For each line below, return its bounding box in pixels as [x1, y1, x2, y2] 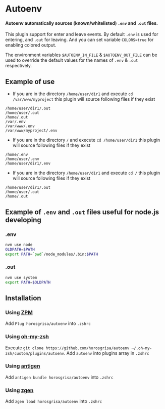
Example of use [5, 77, 55, 86]
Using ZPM [5, 309, 33, 316]
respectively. [5, 63, 32, 69]
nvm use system [5, 275, 37, 280]
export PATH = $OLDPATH [5, 279, 51, 285]
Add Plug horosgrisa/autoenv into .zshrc [5, 320, 91, 326]
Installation [5, 294, 41, 302]
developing [5, 216, 41, 224]
